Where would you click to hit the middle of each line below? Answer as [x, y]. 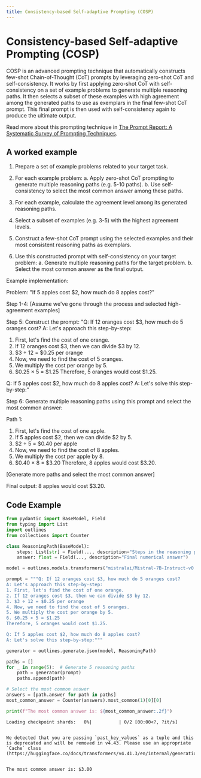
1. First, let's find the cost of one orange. [65, 590]
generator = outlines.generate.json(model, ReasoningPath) [81, 651]
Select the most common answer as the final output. [79, 269]
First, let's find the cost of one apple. [60, 431]
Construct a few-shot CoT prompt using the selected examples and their [104, 239]
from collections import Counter [48, 535]
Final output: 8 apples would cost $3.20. [56, 486]
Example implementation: [37, 281]
